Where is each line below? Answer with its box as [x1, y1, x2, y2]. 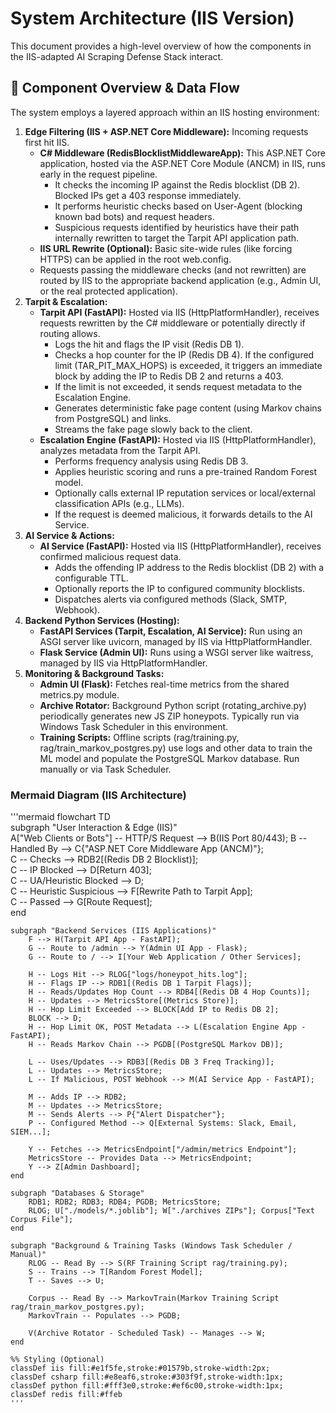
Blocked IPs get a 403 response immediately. [54, 189, 242, 201]
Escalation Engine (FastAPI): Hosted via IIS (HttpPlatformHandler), [39, 433, 317, 446]
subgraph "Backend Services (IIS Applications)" [10, 926, 217, 936]
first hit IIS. [24, 136, 70, 148]
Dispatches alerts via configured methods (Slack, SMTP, [54, 593, 288, 605]
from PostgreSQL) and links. [54, 412, 172, 424]
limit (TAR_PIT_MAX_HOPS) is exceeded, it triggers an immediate [54, 359, 323, 371]
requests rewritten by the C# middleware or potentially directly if [39, 317, 306, 329]
